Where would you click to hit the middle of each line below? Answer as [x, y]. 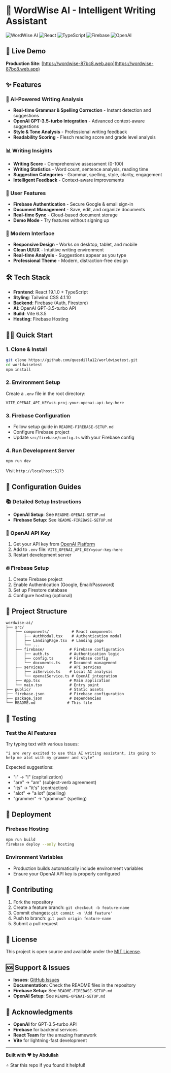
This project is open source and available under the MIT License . [74, 952]
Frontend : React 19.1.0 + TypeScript [50, 292]
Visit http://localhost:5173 [35, 471]
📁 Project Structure [37, 611]
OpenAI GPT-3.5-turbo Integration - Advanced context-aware [79, 121]
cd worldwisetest [24, 365]
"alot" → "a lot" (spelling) [39, 793]
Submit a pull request [35, 923]
